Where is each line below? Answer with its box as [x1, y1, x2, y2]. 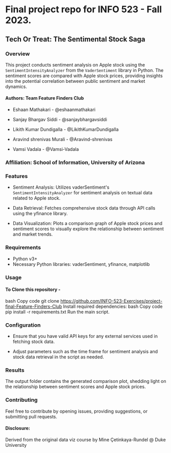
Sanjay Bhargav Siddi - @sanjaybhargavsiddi [12, 117, 107, 123]
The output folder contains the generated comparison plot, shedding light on [5, 378, 166, 384]
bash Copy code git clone [5, 298, 60, 304]
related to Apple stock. [12, 195, 61, 201]
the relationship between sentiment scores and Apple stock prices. [5, 383, 146, 390]
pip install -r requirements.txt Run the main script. [5, 308, 110, 315]
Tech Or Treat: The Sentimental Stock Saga [5, 35, 145, 43]
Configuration [5, 321, 41, 328]
